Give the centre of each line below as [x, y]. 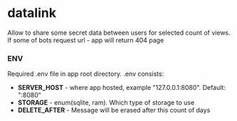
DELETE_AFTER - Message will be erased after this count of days [114, 110]
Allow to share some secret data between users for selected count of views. [119, 33]
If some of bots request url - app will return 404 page [86, 40]
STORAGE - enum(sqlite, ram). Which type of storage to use [106, 103]
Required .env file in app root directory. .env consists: [86, 74]
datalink [32, 13]
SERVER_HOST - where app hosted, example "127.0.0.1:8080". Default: [122, 88]
